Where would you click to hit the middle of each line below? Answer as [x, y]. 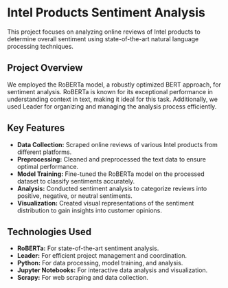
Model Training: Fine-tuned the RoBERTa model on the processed [111, 174]
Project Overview [45, 68]
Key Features [36, 128]
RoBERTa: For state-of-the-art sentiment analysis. [88, 248]
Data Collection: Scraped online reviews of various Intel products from [117, 144]
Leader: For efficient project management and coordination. [102, 256]
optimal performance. [48, 166]
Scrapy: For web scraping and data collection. [83, 278]
